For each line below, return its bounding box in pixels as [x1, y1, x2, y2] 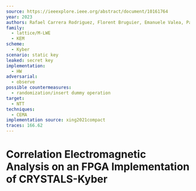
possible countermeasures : [6, 85, 72, 91]
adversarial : [6, 74, 38, 79]
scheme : [6, 41, 25, 47]
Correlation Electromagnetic [6, 148, 146, 161]
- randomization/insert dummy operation [11, 90, 111, 96]
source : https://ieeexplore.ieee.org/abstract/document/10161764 [6, 8, 168, 15]
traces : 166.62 [6, 123, 43, 129]
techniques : [6, 106, 35, 112]
